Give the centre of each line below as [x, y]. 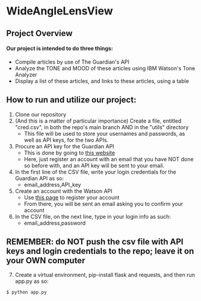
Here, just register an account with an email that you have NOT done [109, 159]
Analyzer [26, 74]
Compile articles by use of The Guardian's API [72, 62]
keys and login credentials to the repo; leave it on [100, 251]
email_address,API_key [52, 184]
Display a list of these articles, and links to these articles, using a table [102, 81]
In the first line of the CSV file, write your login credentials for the [95, 172]
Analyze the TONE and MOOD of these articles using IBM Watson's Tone [105, 68]
